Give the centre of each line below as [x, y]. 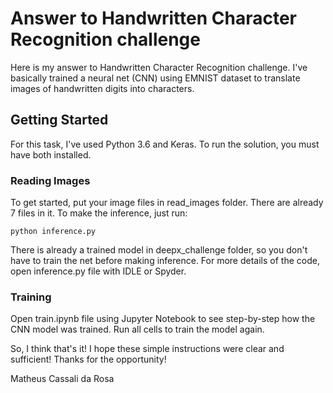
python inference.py [53, 232]
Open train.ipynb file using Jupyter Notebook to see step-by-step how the [163, 319]
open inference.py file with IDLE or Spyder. [98, 271]
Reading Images [50, 180]
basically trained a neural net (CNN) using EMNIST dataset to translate [155, 78]
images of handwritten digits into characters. [102, 88]
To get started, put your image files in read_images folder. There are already [167, 203]
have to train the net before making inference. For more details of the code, [165, 261]
